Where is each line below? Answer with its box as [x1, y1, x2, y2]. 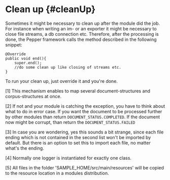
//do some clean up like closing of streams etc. [14, 65, 122, 70]
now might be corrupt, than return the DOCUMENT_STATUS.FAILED [5, 119, 135, 125]
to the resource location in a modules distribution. [5, 170, 109, 176]
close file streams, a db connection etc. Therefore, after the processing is [5, 31, 159, 37]
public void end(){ [5, 56, 47, 61]
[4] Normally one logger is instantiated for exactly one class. [5, 155, 132, 161]
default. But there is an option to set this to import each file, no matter [5, 140, 151, 146]
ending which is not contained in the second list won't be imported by [5, 134, 151, 140]
